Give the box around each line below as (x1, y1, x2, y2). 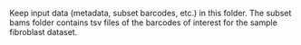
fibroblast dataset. (9, 27, 78, 37)
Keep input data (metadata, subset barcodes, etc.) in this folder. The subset (9, 8, 292, 18)
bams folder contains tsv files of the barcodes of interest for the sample (9, 17, 278, 28)
